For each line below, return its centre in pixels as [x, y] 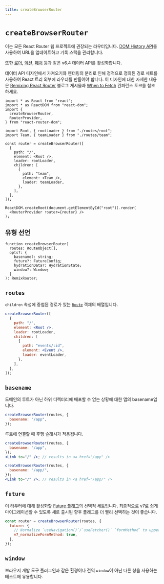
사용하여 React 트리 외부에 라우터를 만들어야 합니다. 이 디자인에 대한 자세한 [76, 79]
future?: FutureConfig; [38, 261]
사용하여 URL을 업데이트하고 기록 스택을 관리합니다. [54, 52]
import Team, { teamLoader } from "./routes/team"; [59, 135]
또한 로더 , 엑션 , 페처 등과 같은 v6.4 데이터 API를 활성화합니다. [63, 63]
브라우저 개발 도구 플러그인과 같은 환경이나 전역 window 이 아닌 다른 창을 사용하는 [81, 570]
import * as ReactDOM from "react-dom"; [47, 105]
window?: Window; [31, 270]
